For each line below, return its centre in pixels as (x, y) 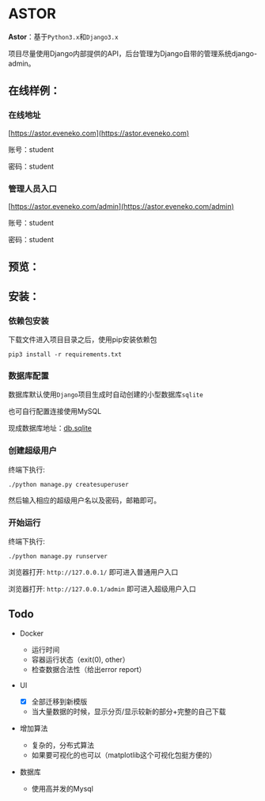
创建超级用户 (33, 450)
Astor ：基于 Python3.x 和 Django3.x (63, 36)
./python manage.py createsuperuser (68, 484)
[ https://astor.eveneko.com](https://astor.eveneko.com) (99, 133)
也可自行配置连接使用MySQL (55, 412)
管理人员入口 (33, 188)
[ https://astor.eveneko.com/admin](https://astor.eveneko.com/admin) (121, 206)
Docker (32, 633)
